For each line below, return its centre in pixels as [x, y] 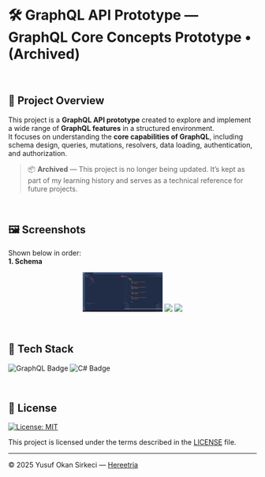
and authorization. [38, 153]
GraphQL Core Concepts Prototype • [130, 37]
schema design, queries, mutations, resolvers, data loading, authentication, [130, 145]
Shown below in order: [45, 252]
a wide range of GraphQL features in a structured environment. [111, 128]
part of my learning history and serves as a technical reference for [135, 180]
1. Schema [25, 261]
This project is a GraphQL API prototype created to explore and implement [130, 120]
